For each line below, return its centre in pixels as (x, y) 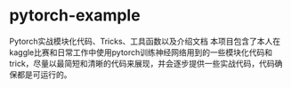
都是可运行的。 (44, 74)
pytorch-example (75, 16)
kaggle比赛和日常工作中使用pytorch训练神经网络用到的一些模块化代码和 (141, 52)
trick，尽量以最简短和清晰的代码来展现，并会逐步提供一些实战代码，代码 (142, 63)
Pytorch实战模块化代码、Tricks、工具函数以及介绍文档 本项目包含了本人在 (145, 41)
